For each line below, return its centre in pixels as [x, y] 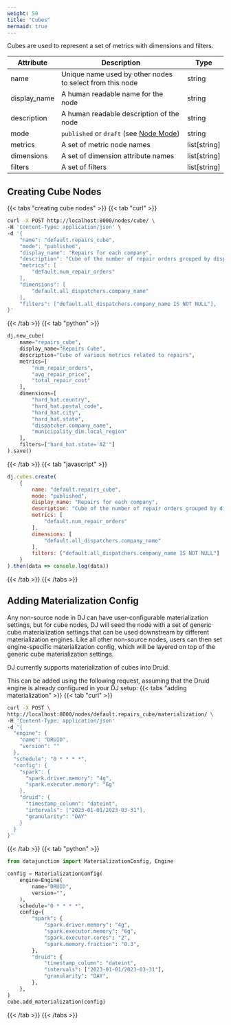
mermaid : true [27, 26]
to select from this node [99, 83]
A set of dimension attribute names [118, 156]
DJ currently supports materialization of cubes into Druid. [88, 667]
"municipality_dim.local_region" [80, 432]
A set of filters [84, 167]
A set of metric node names [106, 145]
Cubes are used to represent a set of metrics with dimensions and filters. [110, 46]
